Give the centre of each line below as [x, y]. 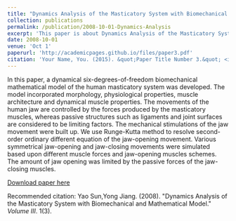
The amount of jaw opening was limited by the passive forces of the [105, 161]
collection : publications [45, 20]
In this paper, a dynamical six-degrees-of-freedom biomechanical [103, 79]
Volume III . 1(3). [30, 210]
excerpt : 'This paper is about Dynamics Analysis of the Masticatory [111, 33]
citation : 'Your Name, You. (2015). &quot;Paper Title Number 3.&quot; [114, 60]
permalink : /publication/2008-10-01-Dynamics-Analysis [89, 27]
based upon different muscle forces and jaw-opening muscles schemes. [112, 154]
